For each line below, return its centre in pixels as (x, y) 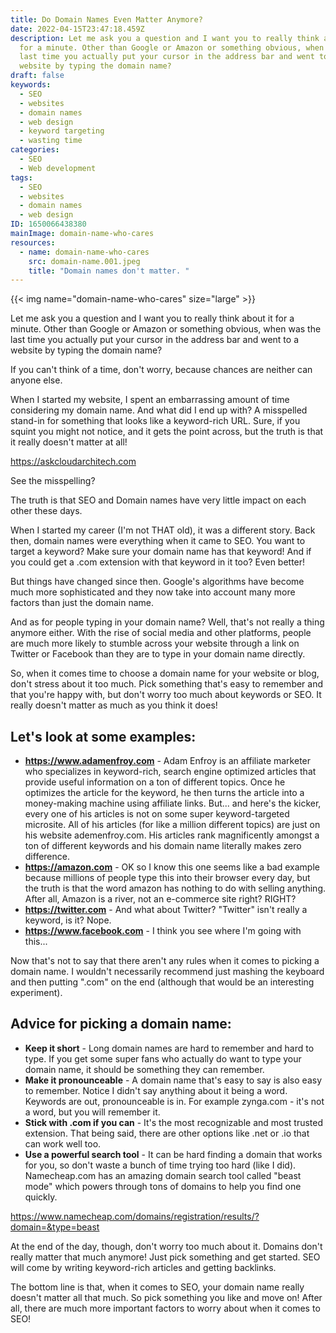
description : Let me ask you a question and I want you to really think (165, 38)
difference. (47, 857)
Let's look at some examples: (103, 736)
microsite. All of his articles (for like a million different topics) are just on (172, 825)
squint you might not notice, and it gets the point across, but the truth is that (167, 432)
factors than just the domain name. (82, 603)
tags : (21, 177)
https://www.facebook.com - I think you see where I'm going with (163, 931)
